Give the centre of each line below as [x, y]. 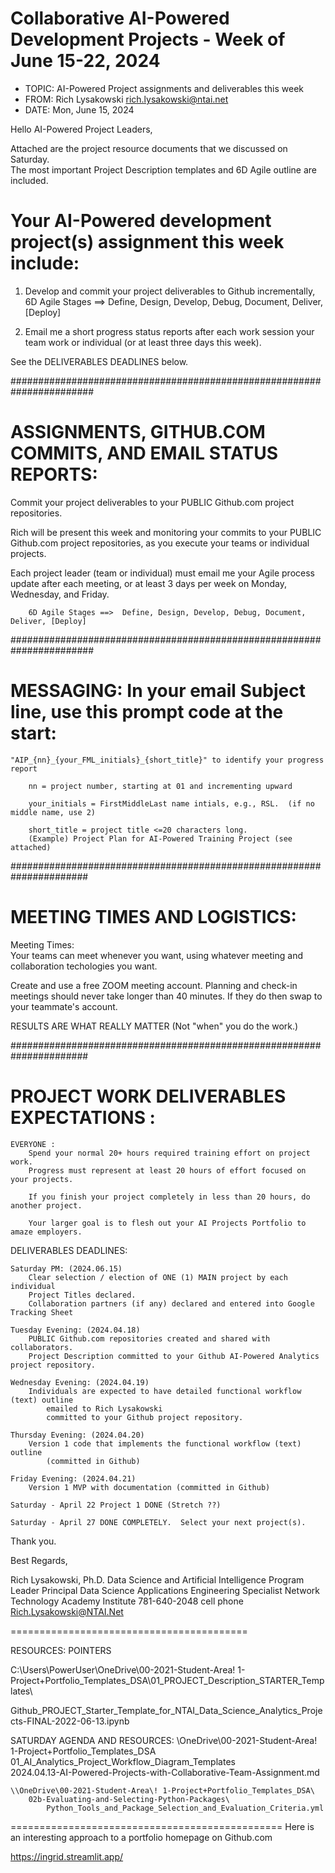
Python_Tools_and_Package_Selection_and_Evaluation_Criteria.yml [185, 1808]
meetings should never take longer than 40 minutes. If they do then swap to [166, 996]
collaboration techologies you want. [84, 966]
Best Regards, [39, 1560]
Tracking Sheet [42, 1312]
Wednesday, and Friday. [60, 594]
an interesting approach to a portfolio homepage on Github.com [141, 1837]
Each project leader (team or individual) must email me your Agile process [162, 573]
